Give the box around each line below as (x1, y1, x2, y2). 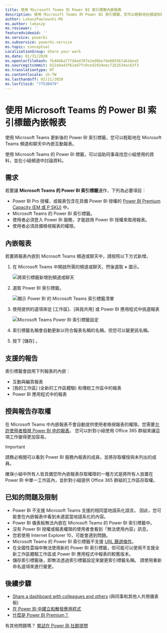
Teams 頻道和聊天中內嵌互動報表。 (5, 141, 77, 147)
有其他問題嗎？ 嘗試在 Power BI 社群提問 (5, 623, 88, 629)
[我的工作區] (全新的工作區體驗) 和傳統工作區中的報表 (12, 385, 122, 391)
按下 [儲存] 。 (12, 338, 40, 344)
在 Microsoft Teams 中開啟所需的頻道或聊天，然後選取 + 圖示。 (12, 264, 142, 270)
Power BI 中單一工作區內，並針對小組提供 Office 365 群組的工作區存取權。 (5, 477, 158, 483)
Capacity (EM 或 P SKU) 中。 (12, 204, 72, 210)
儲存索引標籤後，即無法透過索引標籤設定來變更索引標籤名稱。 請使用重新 (12, 557, 162, 563)
